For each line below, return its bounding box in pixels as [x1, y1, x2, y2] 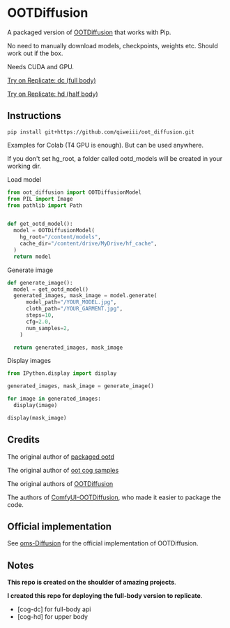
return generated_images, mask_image [13, 344, 123, 351]
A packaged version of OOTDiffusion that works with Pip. [7, 28, 171, 36]
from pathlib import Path [7, 201, 82, 209]
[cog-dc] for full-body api [17, 605, 91, 613]
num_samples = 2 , [25, 324, 70, 331]
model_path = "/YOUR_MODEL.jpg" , [25, 299, 117, 306]
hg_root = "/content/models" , [20, 234, 101, 241]
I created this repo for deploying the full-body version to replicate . [7, 592, 203, 600]
